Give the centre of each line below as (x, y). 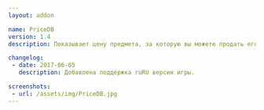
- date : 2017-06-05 (44, 66)
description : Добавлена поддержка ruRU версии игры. (106, 73)
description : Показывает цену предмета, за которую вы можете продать (126, 44)
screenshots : (29, 87)
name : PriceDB (31, 29)
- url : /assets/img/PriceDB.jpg (64, 94)
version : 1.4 (29, 37)
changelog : (26, 58)
